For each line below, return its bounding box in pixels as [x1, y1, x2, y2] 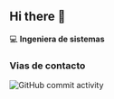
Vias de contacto [9, 59, 86, 72]
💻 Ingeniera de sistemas [9, 33, 105, 44]
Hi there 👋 [9, 9, 66, 24]
